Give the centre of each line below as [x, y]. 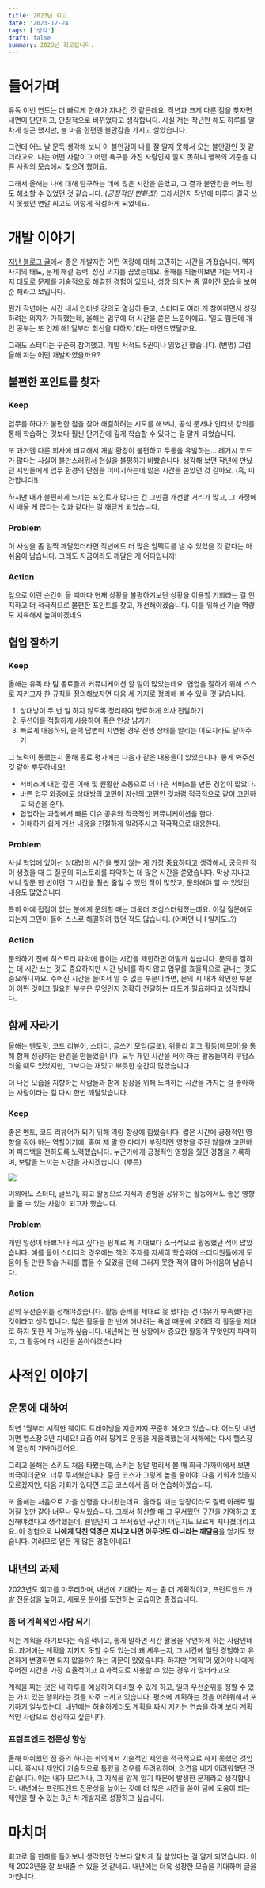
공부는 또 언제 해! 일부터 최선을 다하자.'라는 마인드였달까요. [107, 328]
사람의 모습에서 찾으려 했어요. [62, 166]
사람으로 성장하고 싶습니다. [64, 1717]
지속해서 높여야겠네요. [50, 615]
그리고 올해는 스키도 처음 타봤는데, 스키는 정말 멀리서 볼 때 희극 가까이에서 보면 [129, 1465]
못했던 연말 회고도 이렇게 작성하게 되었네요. [83, 204]
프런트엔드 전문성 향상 [47, 1739]
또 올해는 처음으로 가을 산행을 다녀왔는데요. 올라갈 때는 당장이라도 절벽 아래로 [127, 1502]
